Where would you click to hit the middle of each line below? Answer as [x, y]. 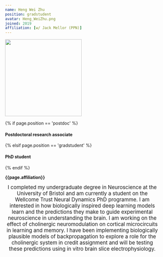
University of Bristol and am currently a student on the [82, 193]
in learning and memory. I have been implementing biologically [82, 230]
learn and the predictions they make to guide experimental [82, 212]
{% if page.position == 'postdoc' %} [42, 123]
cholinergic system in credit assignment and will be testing [82, 243]
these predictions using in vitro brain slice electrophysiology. [82, 249]
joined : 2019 [18, 23]
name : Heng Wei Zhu [25, 10]
